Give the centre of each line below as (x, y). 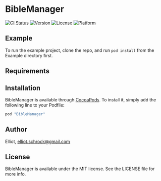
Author (16, 130)
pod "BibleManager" (25, 114)
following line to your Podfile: (35, 105)
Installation (23, 88)
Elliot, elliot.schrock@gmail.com (38, 141)
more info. (16, 174)
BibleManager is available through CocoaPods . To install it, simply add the (80, 99)
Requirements (27, 71)
